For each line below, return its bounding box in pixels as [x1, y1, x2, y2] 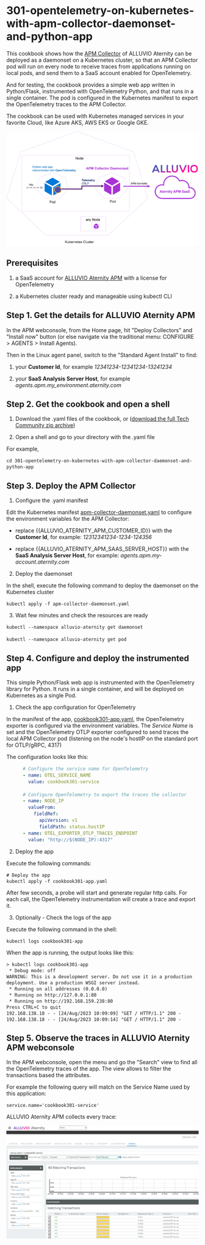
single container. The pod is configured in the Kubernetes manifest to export [6, 94, 198, 101]
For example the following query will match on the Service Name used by [6, 1083, 190, 1091]
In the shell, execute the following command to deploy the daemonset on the [6, 582, 199, 589]
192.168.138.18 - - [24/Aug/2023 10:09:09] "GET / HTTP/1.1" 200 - [6, 1010, 182, 1017]
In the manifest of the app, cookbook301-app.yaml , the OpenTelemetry [6, 716, 185, 723]
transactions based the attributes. [6, 1072, 92, 1079]
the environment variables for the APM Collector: [6, 515, 129, 523]
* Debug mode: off [9, 967, 56, 974]
